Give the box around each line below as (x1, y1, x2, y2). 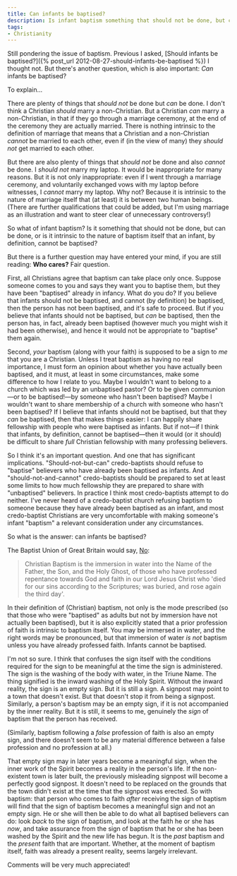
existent (7, 772, 30, 781)
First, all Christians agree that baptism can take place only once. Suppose (7, 274, 221, 282)
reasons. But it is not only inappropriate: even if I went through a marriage (7, 173, 221, 181)
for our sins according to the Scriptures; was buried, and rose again (24, 582, 221, 591)
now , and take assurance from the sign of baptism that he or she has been (7, 824, 224, 833)
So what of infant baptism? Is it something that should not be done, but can (7, 224, 226, 233)
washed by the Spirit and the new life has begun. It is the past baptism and (7, 832, 224, 841)
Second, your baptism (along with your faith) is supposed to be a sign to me (7, 347, 228, 356)
